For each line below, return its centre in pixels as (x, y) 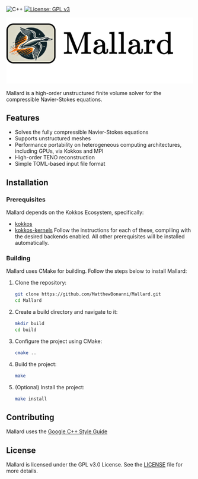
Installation (27, 182)
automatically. (32, 243)
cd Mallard (28, 301)
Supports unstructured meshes (53, 138)
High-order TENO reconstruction (55, 157)
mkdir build (29, 324)
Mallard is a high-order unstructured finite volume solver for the (84, 93)
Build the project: (36, 364)
